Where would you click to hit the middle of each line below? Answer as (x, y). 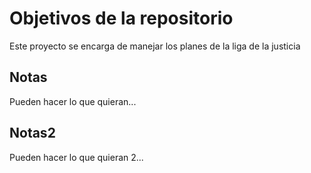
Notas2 (32, 133)
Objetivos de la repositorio (121, 18)
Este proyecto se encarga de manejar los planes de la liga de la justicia (155, 46)
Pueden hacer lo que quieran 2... (76, 157)
